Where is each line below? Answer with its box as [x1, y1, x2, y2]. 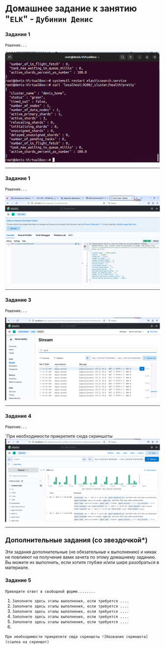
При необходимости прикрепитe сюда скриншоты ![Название [5, 634, 124, 639]
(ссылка [5, 639, 21, 644]
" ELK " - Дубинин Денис [5, 13, 93, 25]
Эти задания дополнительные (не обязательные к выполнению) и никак [5, 549, 157, 555]
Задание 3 [5, 296, 31, 303]
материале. [5, 564, 29, 570]
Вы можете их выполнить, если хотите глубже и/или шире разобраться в [5, 560, 160, 565]
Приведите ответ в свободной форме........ [5, 589, 96, 594]
